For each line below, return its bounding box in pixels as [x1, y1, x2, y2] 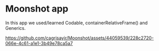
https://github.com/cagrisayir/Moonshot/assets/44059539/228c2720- [5, 35, 154, 41]
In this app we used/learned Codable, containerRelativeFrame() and [5, 20, 148, 26]
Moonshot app [5, 3, 69, 15]
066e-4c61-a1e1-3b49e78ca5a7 [5, 40, 73, 46]
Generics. [5, 25, 26, 31]
